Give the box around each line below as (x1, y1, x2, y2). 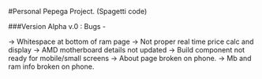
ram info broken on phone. (8, 62, 95, 71)
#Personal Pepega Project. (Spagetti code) (8, 7, 148, 16)
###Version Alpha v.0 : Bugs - (8, 22, 107, 31)
